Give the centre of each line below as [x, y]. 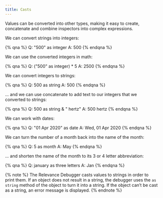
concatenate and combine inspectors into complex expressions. [69, 28]
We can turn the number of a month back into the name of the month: [75, 137]
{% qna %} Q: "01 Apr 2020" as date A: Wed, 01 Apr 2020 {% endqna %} [78, 128]
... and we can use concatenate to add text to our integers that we [71, 94]
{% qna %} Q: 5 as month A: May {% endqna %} [54, 147]
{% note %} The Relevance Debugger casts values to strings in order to [77, 175]
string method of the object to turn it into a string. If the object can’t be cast [81, 185]
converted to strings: [26, 99]
